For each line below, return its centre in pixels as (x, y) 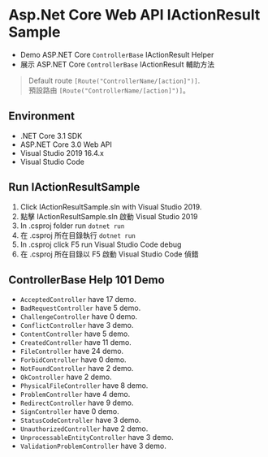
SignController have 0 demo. (69, 412)
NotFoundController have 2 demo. (77, 369)
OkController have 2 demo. (66, 377)
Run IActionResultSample (74, 187)
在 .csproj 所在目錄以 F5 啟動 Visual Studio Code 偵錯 (109, 254)
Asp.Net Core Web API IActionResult (134, 15)
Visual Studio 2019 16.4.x (62, 153)
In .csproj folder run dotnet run (72, 226)
